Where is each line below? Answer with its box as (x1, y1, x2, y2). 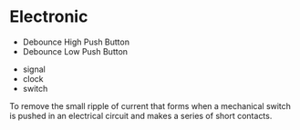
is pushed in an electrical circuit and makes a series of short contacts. (9, 110, 273, 121)
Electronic (9, 6, 88, 27)
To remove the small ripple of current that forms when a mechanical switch (9, 100, 292, 111)
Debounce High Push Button (22, 36, 130, 47)
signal (22, 64, 46, 75)
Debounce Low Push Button (22, 45, 129, 56)
